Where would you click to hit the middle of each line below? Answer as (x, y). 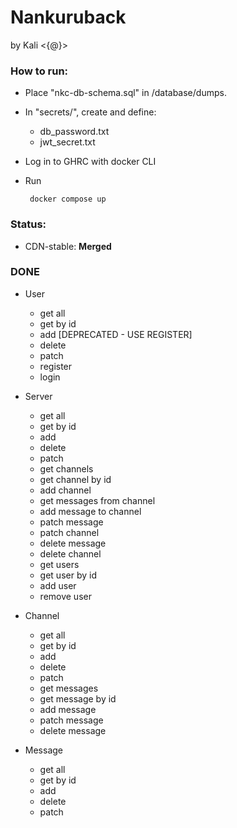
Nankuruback (68, 17)
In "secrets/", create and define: (90, 112)
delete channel (70, 553)
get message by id (78, 698)
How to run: (39, 71)
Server (38, 396)
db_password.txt (74, 132)
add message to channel (90, 511)
